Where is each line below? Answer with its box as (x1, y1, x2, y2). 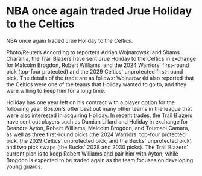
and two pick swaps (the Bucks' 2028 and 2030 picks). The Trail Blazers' (6, 143, 189, 151)
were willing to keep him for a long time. (6, 87, 106, 94)
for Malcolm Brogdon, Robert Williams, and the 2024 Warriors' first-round (6, 61, 189, 69)
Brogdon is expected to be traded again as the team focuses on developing (6, 156, 194, 163)
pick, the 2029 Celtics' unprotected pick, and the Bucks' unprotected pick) (6, 137, 192, 144)
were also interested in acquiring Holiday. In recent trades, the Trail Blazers (6, 112, 193, 119)
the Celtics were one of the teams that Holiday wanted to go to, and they (6, 80, 187, 88)
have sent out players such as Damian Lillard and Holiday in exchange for (6, 118, 188, 125)
